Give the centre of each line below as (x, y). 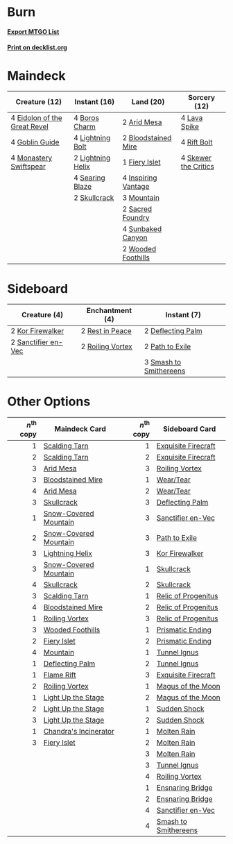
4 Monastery (32, 158)
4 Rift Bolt (197, 142)
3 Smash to (163, 362)
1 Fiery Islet (141, 162)
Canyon (135, 238)
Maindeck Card (80, 429)
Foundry (136, 218)
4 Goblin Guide (35, 142)
